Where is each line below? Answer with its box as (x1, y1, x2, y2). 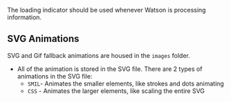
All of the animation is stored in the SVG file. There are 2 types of (17, 65, 203, 73)
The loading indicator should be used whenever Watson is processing (7, 6, 206, 14)
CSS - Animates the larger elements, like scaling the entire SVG (27, 86, 205, 95)
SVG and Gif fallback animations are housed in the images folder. (7, 51, 190, 59)
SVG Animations (7, 33, 80, 45)
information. (7, 13, 42, 21)
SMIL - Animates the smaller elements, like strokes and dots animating (27, 79, 225, 88)
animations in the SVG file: (17, 72, 93, 80)
